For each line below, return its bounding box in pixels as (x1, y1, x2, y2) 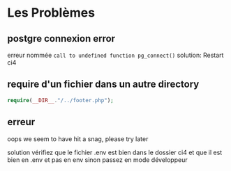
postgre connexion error (7, 33, 116, 44)
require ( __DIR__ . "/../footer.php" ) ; (7, 97, 114, 104)
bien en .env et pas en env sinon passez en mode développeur (7, 155, 188, 164)
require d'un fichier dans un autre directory (7, 79, 200, 90)
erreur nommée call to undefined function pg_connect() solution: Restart (7, 51, 224, 59)
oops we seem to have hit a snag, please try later (7, 134, 149, 143)
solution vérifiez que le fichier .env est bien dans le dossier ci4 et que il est (7, 148, 223, 156)
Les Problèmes (7, 5, 96, 21)
